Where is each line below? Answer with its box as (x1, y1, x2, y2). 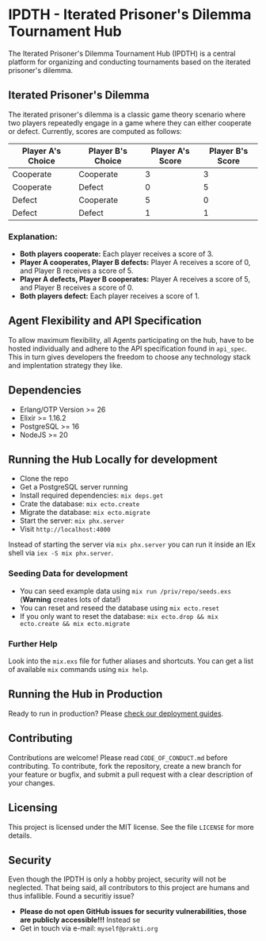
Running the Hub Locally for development (8, 453, 218, 467)
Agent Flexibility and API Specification (8, 314, 202, 328)
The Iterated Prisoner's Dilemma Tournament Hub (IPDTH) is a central (8, 48, 236, 58)
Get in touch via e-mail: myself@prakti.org (19, 924, 158, 933)
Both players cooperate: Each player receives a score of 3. (19, 249, 214, 259)
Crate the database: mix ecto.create (19, 499, 140, 509)
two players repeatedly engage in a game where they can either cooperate (8, 117, 252, 128)
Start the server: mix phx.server (19, 516, 125, 525)
